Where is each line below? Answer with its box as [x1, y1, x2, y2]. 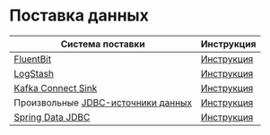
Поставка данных [9, 5, 150, 26]
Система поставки [60, 38, 145, 50]
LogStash [13, 67, 54, 80]
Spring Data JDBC [13, 111, 91, 123]
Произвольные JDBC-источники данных [13, 96, 193, 108]
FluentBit [13, 53, 52, 65]
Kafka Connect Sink [13, 81, 98, 94]
